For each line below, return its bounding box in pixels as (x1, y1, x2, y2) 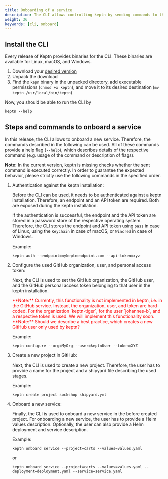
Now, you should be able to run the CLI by (5, 99, 91, 105)
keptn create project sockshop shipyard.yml (12, 392, 107, 397)
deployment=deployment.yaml (12, 469, 71, 474)
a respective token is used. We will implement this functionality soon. (12, 313, 155, 319)
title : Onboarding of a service (5, 7, 72, 13)
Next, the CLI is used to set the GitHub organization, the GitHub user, (12, 277, 154, 283)
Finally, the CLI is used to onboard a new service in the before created (12, 410, 157, 417)
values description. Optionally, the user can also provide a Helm (12, 421, 144, 427)
